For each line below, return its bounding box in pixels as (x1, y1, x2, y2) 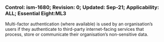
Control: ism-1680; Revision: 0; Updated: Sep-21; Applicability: (5, 4, 159, 11)
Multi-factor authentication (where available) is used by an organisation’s (5, 21, 153, 27)
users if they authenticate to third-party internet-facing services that (5, 26, 144, 32)
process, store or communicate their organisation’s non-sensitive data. (5, 31, 149, 38)
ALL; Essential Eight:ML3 (5, 10, 66, 17)
